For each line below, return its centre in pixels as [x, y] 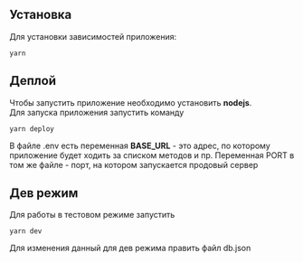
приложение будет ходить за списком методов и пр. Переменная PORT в [152, 155]
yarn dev [26, 231]
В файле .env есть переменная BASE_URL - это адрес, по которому [140, 145]
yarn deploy [32, 129]
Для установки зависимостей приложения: [93, 36]
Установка [41, 15]
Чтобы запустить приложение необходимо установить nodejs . [131, 102]
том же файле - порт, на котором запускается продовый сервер [134, 164]
